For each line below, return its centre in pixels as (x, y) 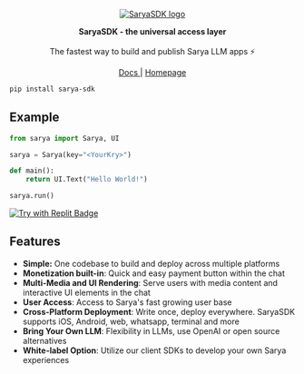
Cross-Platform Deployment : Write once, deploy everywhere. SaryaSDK (159, 311)
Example (34, 118)
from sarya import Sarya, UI (64, 138)
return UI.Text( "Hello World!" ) (87, 180)
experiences (46, 359)
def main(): (32, 171)
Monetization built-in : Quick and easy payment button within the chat (154, 273)
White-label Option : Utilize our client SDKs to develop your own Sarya (154, 350)
